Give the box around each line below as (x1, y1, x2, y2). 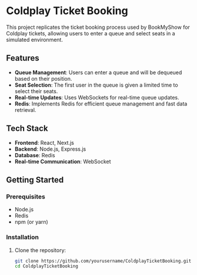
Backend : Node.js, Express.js (14, 145, 86, 153)
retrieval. (14, 106, 36, 113)
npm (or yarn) (14, 218, 48, 226)
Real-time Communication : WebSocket (14, 158, 111, 165)
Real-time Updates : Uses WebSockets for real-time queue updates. (14, 94, 179, 101)
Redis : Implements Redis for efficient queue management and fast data (14, 100, 188, 107)
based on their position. (14, 75, 72, 82)
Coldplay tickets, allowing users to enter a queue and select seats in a (6, 29, 175, 37)
